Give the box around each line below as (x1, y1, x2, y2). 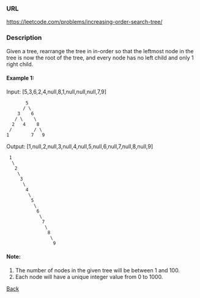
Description (6, 34, 42, 42)
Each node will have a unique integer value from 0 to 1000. (15, 274, 163, 280)
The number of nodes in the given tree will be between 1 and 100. (15, 267, 180, 274)
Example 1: (6, 75, 35, 82)
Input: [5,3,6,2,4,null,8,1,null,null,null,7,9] (6, 88, 107, 95)
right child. (6, 60, 34, 68)
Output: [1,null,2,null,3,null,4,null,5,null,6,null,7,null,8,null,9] (6, 143, 154, 150)
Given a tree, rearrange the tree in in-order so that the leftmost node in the (6, 47, 194, 54)
